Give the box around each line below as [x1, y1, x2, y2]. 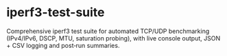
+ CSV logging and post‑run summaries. [6, 41, 120, 49]
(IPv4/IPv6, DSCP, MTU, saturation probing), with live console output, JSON [6, 34, 221, 42]
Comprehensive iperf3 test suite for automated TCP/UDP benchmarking [6, 27, 210, 35]
